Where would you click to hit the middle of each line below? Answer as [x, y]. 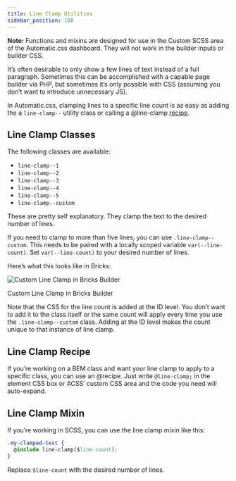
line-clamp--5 [38, 196]
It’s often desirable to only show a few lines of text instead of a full [103, 69]
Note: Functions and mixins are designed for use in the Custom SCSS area [116, 40]
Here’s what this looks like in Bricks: [59, 266]
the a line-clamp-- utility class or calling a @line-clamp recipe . [99, 113]
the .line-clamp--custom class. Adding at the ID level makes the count [109, 322]
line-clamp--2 [38, 173]
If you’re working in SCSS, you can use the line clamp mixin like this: [106, 430]
